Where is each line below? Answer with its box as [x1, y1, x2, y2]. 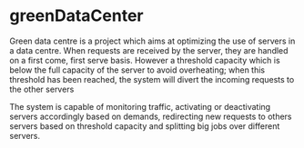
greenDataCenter [9, 5, 144, 26]
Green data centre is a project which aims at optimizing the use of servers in [9, 35, 296, 46]
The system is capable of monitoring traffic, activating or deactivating [9, 101, 271, 112]
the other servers [9, 84, 75, 94]
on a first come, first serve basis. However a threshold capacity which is [9, 54, 280, 65]
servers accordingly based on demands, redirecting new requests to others [9, 111, 292, 122]
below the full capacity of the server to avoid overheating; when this [9, 64, 266, 75]
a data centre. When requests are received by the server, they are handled [9, 44, 289, 55]
